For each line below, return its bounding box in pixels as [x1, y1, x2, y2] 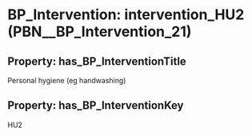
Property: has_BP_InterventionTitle [7, 54, 187, 68]
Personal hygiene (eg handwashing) [7, 76, 126, 85]
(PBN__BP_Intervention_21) [7, 22, 192, 41]
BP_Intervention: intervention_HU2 [7, 6, 245, 24]
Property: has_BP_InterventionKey [7, 98, 184, 113]
